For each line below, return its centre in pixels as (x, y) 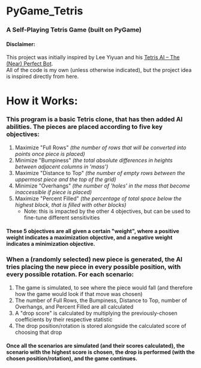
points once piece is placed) (50, 153)
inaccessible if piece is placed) (53, 192)
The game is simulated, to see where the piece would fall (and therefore (104, 287)
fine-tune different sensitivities (62, 218)
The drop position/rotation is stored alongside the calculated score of (100, 325)
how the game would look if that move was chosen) (79, 294)
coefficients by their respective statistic (64, 319)
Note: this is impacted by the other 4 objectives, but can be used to (107, 211)
